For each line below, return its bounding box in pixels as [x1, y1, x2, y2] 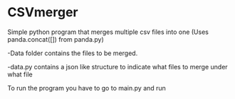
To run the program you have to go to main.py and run [7, 83, 166, 92]
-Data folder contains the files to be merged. [7, 49, 138, 57]
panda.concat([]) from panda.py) [7, 35, 105, 43]
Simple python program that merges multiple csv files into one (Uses [7, 28, 209, 36]
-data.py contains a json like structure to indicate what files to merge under [7, 62, 228, 71]
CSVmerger [7, 4, 78, 21]
